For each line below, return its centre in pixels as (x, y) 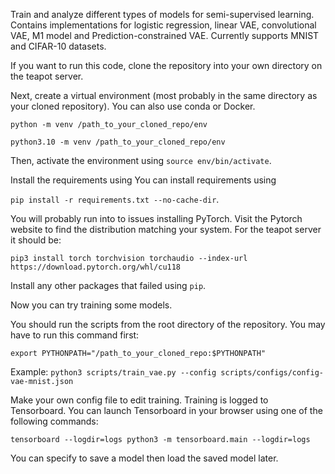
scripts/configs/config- (272, 373)
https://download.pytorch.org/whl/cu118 (96, 267)
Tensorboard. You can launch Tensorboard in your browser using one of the (166, 410)
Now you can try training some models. (91, 305)
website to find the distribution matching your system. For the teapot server (166, 229)
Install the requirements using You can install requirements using (143, 180)
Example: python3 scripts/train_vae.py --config (113, 372)
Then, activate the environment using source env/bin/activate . (141, 160)
